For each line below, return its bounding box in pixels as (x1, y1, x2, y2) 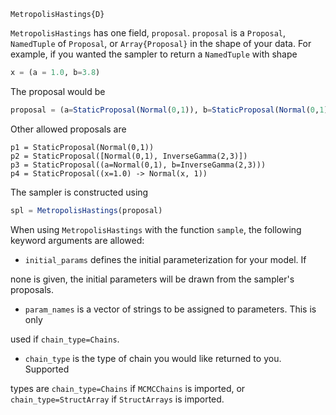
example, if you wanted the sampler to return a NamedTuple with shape (10, 48, 298, 60)
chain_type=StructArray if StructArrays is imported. (10, 393, 225, 405)
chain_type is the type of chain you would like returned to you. (24, 352, 282, 364)
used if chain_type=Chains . (10, 333, 120, 345)
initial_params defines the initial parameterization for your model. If (24, 253, 307, 265)
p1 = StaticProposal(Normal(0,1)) (10, 142, 155, 152)
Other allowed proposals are (10, 123, 127, 135)
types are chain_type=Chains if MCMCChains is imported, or (10, 382, 246, 394)
